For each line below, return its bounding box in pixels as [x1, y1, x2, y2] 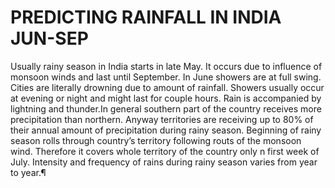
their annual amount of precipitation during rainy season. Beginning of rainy [10, 124, 322, 136]
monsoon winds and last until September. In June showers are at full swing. [10, 71, 322, 83]
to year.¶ [10, 166, 47, 178]
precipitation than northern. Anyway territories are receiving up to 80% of [10, 113, 314, 125]
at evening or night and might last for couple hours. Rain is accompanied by [10, 92, 322, 104]
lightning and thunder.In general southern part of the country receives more [10, 102, 322, 115]
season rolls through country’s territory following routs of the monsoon [10, 134, 302, 146]
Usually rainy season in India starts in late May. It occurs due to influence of [10, 60, 323, 72]
